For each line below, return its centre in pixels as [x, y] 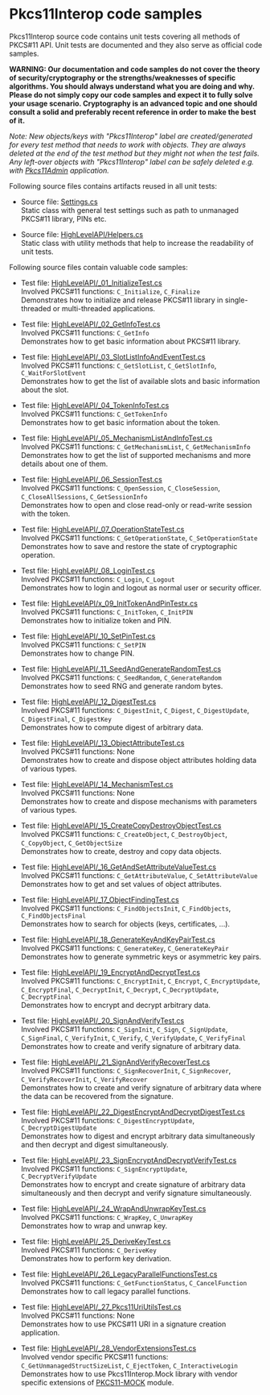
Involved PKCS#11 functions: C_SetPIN [83, 644]
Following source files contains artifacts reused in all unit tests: [113, 185]
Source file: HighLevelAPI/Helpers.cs [82, 234]
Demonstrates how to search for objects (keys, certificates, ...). [125, 923]
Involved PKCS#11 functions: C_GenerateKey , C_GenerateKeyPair [125, 947]
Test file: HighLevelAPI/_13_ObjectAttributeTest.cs [102, 743]
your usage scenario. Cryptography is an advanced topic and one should [133, 103]
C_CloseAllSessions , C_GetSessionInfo [84, 496]
